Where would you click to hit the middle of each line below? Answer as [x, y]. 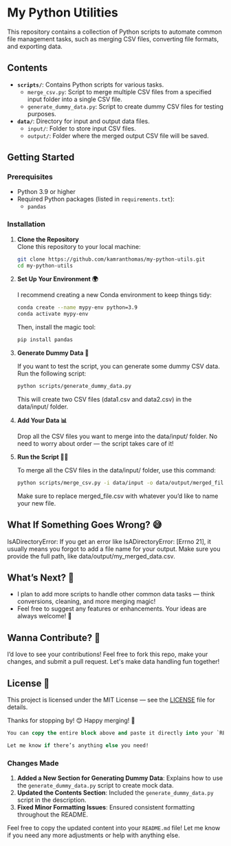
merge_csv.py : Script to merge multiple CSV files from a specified [119, 91]
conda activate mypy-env [53, 314]
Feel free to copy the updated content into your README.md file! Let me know [114, 828]
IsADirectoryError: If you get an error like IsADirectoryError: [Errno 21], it [109, 541]
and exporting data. [35, 46]
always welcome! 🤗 [44, 616]
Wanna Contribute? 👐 [54, 638]
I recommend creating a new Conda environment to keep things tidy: [114, 295]
